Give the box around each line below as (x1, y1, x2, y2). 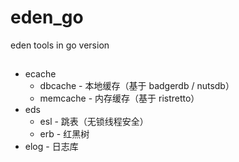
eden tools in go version (10, 39, 110, 51)
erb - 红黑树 (39, 128, 90, 140)
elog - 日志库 (24, 141, 79, 153)
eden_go (10, 6, 84, 29)
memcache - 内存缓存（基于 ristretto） (39, 92, 200, 105)
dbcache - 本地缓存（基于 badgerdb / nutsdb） (39, 80, 235, 92)
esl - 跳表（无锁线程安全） (39, 116, 149, 128)
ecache (24, 68, 57, 80)
